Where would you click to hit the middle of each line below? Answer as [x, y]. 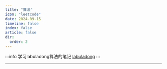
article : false [21, 33]
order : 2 [19, 42]
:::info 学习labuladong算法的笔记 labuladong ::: [53, 56]
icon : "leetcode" [23, 14]
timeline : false [22, 23]
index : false [19, 28]
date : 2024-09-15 [23, 19]
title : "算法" [19, 10]
